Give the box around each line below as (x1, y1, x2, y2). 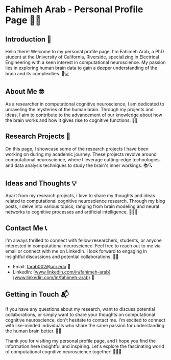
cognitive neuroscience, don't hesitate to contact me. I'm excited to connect (5, 317, 166, 323)
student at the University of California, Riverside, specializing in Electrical (5, 54, 159, 60)
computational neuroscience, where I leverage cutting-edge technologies (5, 156, 160, 162)
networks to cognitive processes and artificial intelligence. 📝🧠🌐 (5, 209, 138, 215)
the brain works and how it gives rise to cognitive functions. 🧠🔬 (5, 117, 138, 123)
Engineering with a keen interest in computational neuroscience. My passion (5, 59, 166, 65)
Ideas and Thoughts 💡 (5, 179, 77, 188)
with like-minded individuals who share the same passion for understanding (5, 323, 165, 329)
